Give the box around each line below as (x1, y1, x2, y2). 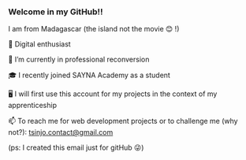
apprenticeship (8, 101, 58, 110)
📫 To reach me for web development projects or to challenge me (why (8, 117, 238, 126)
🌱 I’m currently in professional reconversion (8, 54, 150, 65)
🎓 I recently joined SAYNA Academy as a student (8, 70, 171, 80)
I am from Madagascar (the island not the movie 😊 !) (8, 24, 180, 34)
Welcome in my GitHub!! (8, 6, 103, 17)
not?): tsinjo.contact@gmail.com (8, 128, 114, 137)
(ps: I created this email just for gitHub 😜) (8, 143, 144, 152)
